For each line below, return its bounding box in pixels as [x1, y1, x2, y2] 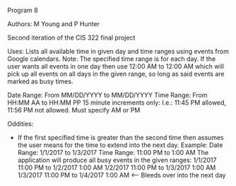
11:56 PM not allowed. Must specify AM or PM [7, 106, 141, 114]
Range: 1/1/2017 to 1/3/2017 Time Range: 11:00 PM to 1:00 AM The [17, 149, 209, 156]
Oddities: [7, 120, 34, 128]
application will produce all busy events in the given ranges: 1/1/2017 [17, 156, 217, 164]
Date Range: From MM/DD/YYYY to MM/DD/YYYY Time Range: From [7, 91, 208, 99]
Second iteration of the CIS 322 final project [7, 33, 136, 42]
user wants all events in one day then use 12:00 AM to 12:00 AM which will [7, 62, 225, 70]
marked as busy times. [7, 77, 73, 86]
